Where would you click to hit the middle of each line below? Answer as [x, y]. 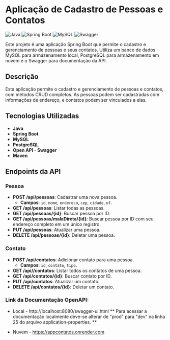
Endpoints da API [33, 172]
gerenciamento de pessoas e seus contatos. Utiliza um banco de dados [80, 50]
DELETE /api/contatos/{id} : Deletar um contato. [63, 287]
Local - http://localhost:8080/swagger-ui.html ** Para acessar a [80, 311]
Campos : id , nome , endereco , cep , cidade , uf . [66, 202]
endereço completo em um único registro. [56, 224]
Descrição [22, 77]
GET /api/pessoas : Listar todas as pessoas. [59, 208]
